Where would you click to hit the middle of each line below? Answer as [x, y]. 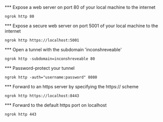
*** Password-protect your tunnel [40, 68]
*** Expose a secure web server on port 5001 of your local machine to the [81, 26]
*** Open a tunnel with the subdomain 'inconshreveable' [63, 49]
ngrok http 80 [20, 17]
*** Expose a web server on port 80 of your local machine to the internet [80, 7]
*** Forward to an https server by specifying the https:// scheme [72, 87]
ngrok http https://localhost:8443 [42, 96]
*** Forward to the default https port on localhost [56, 105]
